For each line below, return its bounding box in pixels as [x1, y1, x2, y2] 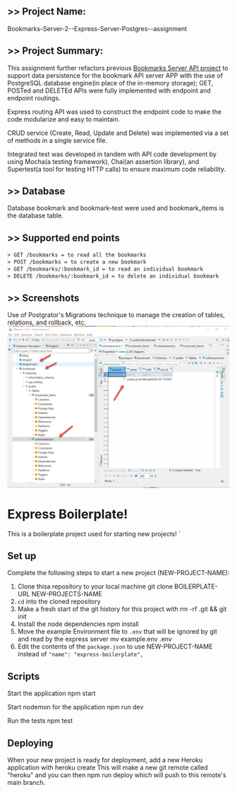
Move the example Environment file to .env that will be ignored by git [17, 627, 217, 636]
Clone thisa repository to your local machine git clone [17, 582, 173, 591]
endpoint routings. [7, 93, 61, 102]
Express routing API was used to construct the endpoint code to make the [7, 107, 222, 116]
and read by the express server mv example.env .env [17, 635, 172, 644]
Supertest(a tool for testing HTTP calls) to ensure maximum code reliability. [7, 165, 226, 173]
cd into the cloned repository [17, 597, 101, 606]
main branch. [7, 779, 46, 787]
